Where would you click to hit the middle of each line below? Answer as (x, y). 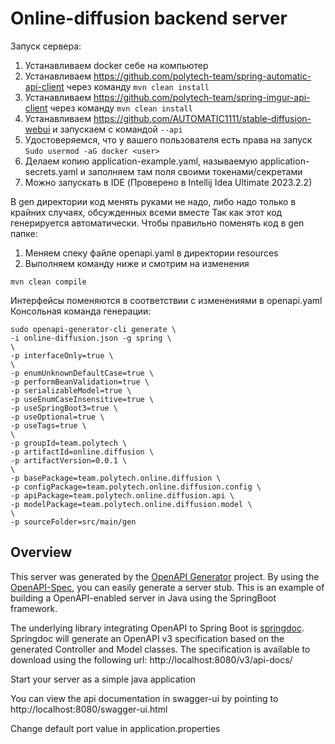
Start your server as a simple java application (103, 679)
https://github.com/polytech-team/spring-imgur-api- (202, 97)
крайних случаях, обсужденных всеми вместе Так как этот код (146, 212)
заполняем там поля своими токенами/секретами (195, 171)
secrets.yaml (51, 171)
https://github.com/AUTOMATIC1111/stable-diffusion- (202, 118)
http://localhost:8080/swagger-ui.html (89, 709)
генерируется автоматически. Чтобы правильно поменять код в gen (157, 223)
